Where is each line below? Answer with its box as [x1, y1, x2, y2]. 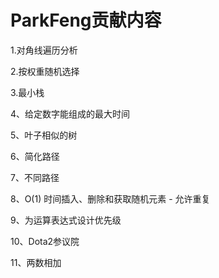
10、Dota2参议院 [10, 235, 80, 247]
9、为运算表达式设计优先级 [10, 214, 122, 226]
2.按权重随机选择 [10, 65, 80, 77]
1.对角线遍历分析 [10, 44, 78, 56]
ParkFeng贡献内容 [10, 9, 162, 32]
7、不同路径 [10, 171, 60, 183]
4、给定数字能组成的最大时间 [10, 107, 131, 120]
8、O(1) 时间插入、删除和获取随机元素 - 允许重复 [10, 192, 211, 205]
